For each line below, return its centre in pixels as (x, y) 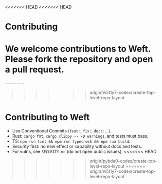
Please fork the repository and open (79, 59)
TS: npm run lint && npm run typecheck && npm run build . (71, 141)
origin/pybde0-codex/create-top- (123, 161)
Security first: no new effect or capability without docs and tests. (77, 147)
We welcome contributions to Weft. (78, 49)
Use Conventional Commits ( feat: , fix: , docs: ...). (62, 131)
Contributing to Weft (47, 118)
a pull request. (35, 70)
